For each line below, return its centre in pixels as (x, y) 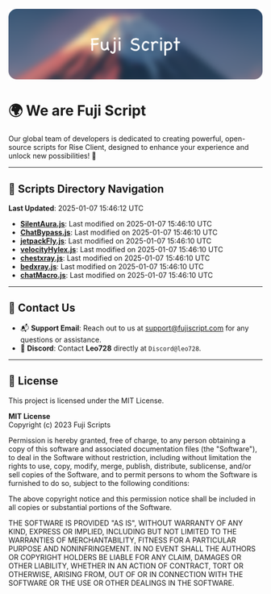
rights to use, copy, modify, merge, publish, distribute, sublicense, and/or (130, 466)
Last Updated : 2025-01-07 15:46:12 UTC (76, 208)
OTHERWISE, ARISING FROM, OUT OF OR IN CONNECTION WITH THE (126, 574)
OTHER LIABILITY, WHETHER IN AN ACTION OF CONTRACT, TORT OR (126, 566)
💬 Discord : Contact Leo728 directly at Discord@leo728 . (110, 348)
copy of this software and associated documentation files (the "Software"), (133, 449)
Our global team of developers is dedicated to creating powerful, (116, 139)
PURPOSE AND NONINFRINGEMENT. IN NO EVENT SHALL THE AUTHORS (132, 548)
